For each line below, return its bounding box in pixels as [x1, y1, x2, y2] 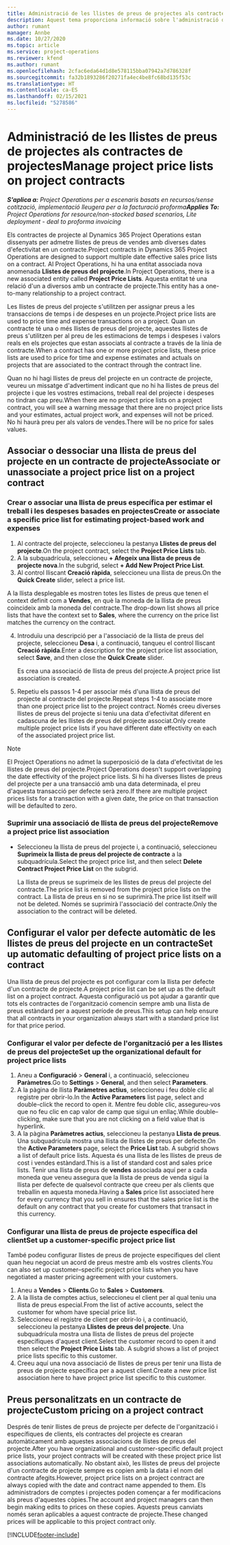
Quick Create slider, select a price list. [16, 575, 125, 584]
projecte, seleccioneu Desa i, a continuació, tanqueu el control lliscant [16, 639, 216, 647]
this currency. [16, 1209, 56, 1217]
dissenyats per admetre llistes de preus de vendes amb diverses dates [7, 238, 207, 246]
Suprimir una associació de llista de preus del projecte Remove [7, 819, 219, 828]
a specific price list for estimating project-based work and [7, 515, 204, 525]
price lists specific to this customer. [16, 1352, 118, 1360]
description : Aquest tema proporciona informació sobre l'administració [7, 16, 219, 23]
